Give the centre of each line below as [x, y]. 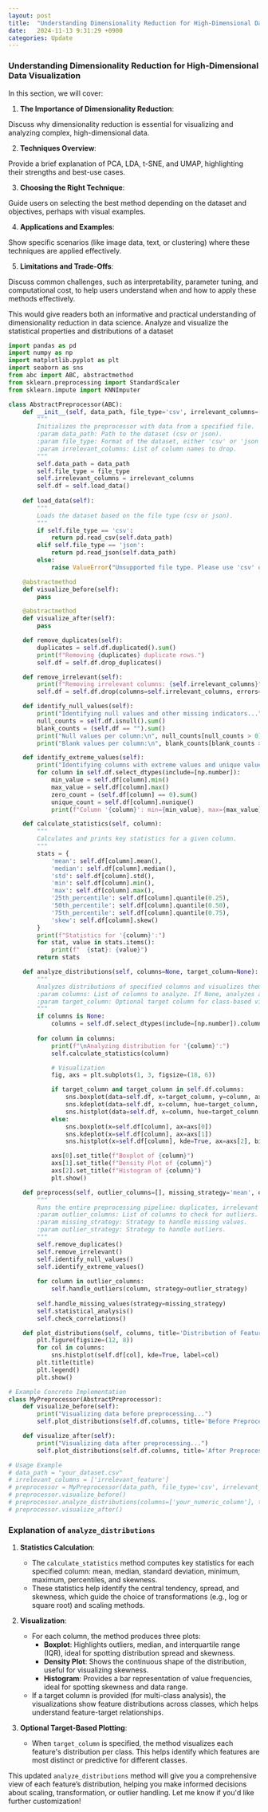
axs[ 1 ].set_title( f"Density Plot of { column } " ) [132, 1164]
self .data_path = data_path [83, 463]
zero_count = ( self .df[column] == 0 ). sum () [124, 794]
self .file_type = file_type [83, 471]
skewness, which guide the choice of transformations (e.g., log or [140, 1597]
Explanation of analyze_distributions [82, 1530]
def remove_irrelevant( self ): [73, 677]
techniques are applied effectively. [65, 250]
